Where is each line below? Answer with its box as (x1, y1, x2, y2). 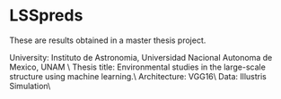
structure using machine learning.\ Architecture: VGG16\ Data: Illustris (9, 70, 267, 81)
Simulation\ (9, 80, 51, 91)
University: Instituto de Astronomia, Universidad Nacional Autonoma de (9, 52, 273, 62)
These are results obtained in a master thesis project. (9, 35, 206, 45)
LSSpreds (9, 5, 83, 26)
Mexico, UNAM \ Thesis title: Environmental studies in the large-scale (9, 62, 267, 72)
